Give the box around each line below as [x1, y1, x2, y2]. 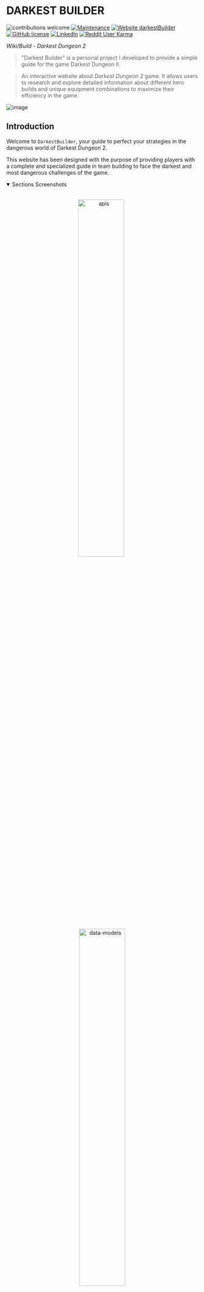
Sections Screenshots [12, 181, 67, 188]
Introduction [6, 122, 55, 132]
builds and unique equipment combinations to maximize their [21, 85, 175, 92]
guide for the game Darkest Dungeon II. [21, 60, 121, 68]
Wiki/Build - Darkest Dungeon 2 [6, 42, 86, 49]
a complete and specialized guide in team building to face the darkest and [6, 162, 192, 170]
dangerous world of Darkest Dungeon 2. [6, 144, 108, 151]
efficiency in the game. [21, 92, 79, 99]
